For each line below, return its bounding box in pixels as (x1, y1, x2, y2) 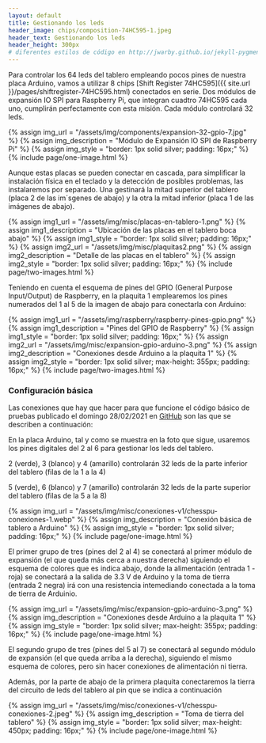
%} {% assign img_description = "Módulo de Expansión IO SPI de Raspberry (8, 136, 257, 145)
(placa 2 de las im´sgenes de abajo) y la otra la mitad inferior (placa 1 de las (8, 193, 255, 203)
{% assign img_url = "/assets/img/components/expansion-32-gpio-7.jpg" (8, 127, 247, 137)
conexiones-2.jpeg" (8, 709, 73, 718)
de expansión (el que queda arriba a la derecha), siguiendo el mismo (8, 654, 232, 663)
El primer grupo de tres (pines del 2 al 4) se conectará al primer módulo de (8, 547, 253, 556)
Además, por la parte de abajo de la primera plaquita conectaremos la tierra (8, 677, 256, 687)
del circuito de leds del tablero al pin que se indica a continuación (8, 685, 222, 695)
